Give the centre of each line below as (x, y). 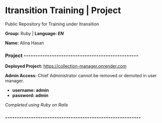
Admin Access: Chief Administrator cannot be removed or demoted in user (81, 76)
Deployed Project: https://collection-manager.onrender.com (66, 66)
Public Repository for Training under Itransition (52, 24)
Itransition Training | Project (63, 10)
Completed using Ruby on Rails (37, 105)
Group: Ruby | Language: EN (35, 33)
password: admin (30, 96)
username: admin (30, 90)
